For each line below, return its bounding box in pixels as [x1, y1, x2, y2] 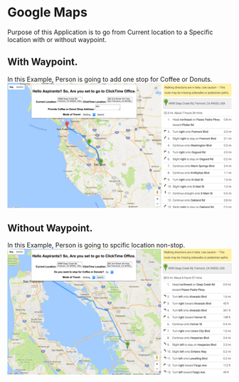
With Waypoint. [7, 56, 78, 68]
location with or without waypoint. [7, 35, 107, 43]
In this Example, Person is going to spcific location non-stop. [7, 241, 186, 250]
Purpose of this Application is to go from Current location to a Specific [7, 28, 213, 36]
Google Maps [7, 4, 87, 21]
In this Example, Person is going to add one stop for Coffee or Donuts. [7, 75, 213, 83]
